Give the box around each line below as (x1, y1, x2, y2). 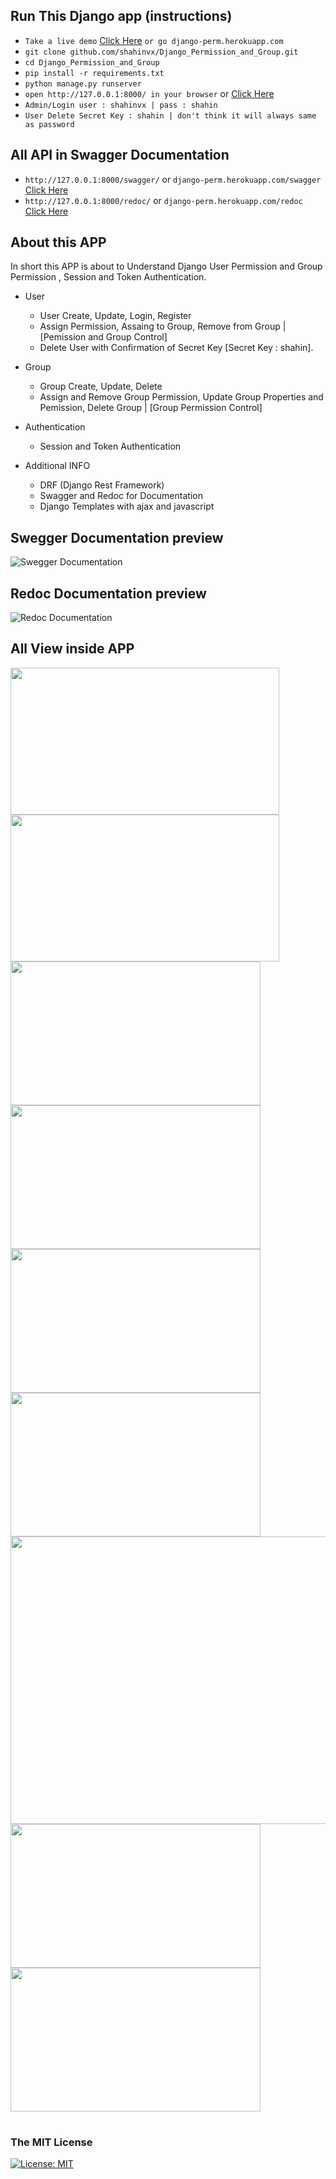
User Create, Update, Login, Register (39, 310, 192, 322)
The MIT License (10, 2135, 93, 2149)
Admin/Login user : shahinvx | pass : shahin (24, 100, 218, 110)
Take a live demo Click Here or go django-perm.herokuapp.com (24, 34, 284, 46)
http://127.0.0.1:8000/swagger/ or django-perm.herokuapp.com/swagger (24, 173, 322, 185)
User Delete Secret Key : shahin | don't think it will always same (24, 110, 317, 121)
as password (24, 119, 75, 129)
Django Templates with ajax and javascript (39, 500, 215, 513)
